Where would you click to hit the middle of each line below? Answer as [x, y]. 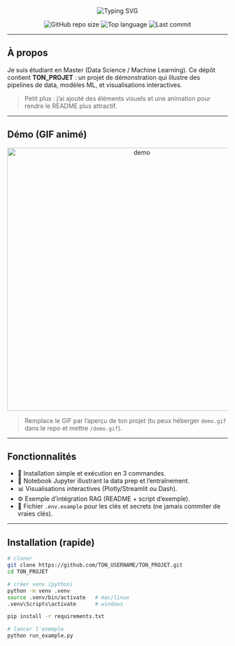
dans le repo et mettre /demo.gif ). [73, 428]
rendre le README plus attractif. [71, 106]
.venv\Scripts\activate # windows [65, 604]
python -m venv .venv [39, 591]
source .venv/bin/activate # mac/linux [69, 597]
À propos [28, 53]
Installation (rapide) [51, 543]
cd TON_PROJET [28, 572]
